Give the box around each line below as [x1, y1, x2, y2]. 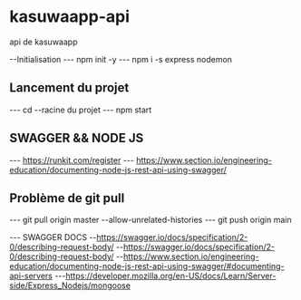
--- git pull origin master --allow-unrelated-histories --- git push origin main [9, 215, 292, 226]
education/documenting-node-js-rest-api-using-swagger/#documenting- [9, 261, 285, 272]
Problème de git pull [9, 190, 125, 206]
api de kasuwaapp [9, 36, 78, 47]
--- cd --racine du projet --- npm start [9, 104, 152, 115]
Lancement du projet [9, 80, 130, 96]
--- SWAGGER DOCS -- [9, 232, 97, 243]
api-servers [9, 270, 53, 282]
